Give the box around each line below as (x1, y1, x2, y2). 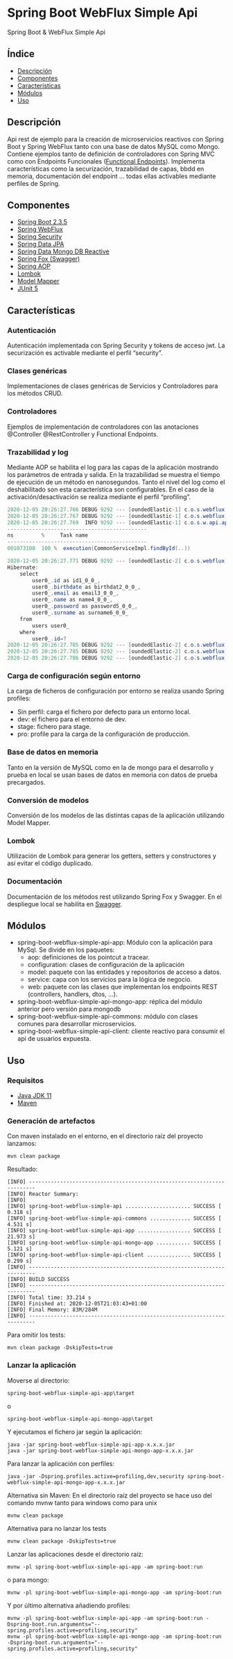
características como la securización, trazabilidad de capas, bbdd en (7, 164, 205, 173)
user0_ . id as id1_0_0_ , (32, 576, 101, 584)
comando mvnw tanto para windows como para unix (7, 1498, 157, 1507)
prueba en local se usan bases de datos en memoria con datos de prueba (7, 771, 218, 779)
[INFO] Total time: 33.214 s (7, 1294, 92, 1301)
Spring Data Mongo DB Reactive (17, 247, 110, 255)
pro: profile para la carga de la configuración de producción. (17, 730, 190, 739)
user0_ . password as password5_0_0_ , (32, 603, 138, 610)
